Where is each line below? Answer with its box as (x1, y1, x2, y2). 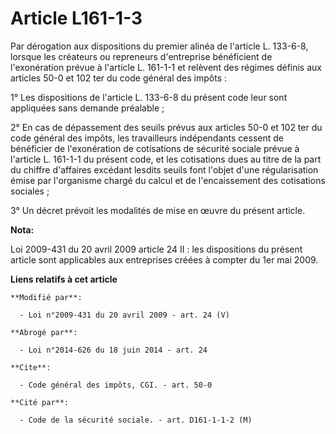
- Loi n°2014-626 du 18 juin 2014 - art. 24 (19, 345, 208, 355)
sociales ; (10, 185, 50, 197)
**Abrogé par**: (10, 327, 78, 337)
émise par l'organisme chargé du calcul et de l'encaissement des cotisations (10, 174, 326, 186)
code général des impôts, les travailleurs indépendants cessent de (10, 132, 284, 144)
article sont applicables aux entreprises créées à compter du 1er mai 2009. (10, 253, 319, 266)
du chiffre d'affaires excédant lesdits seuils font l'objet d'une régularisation (10, 163, 319, 176)
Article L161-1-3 (10, 7, 143, 30)
